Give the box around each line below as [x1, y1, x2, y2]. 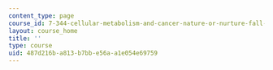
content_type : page [8, 11, 75, 20]
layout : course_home [8, 27, 79, 35]
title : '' [8, 34, 42, 43]
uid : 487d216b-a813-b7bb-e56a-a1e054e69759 [8, 49, 158, 57]
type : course [8, 42, 53, 50]
